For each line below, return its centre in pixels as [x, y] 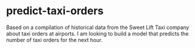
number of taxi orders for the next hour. [54, 40]
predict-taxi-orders [55, 11]
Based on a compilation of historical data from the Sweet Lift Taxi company [98, 27]
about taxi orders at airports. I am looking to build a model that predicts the [97, 33]
